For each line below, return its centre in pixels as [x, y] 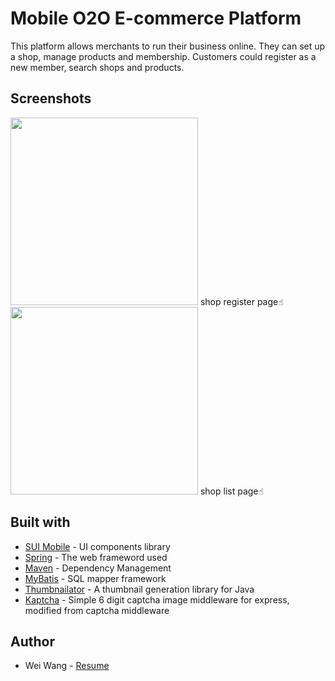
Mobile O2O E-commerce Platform [156, 18]
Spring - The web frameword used [96, 557]
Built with [40, 522]
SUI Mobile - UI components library [97, 546]
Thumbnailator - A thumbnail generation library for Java [139, 589]
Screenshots [51, 98]
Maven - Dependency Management [98, 568]
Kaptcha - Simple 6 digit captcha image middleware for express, [157, 599]
